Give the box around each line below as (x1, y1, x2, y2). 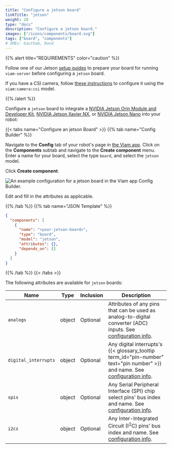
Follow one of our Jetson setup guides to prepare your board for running (5, 65, 159, 71)
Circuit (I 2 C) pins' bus (108, 421, 161, 430)
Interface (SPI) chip (108, 388, 155, 395)
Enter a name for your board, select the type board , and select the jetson (5, 152, 159, 159)
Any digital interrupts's (108, 341, 163, 348)
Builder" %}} (5, 132, 32, 138)
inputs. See (108, 326, 136, 333)
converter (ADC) (108, 319, 148, 327)
